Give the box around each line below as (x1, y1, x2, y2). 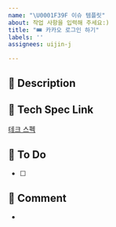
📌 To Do (8, 148, 47, 161)
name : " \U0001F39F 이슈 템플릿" (8, 11, 106, 20)
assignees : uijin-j (8, 41, 72, 49)
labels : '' (8, 33, 44, 41)
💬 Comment (8, 191, 67, 204)
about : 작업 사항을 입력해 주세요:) (8, 19, 110, 27)
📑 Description (8, 76, 76, 90)
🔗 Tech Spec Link (8, 103, 94, 116)
